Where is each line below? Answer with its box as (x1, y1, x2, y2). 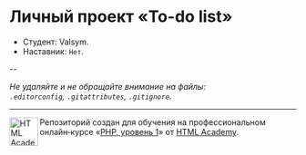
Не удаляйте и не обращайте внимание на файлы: (9, 81, 207, 92)
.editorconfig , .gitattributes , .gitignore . (9, 91, 172, 102)
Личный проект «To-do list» (9, 6, 233, 27)
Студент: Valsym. (22, 36, 89, 47)
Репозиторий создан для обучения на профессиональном (39, 116, 266, 128)
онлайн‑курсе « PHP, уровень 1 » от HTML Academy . (39, 126, 240, 137)
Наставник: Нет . (22, 45, 84, 56)
